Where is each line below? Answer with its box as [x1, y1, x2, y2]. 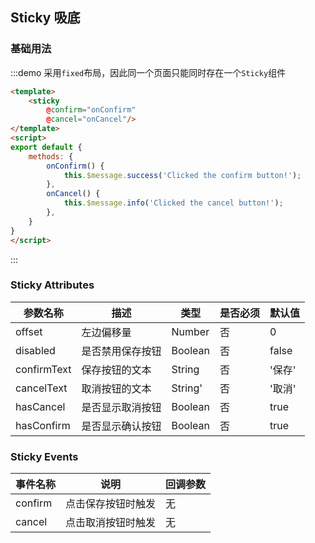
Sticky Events [10, 449, 79, 463]
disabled [15, 343, 56, 357]
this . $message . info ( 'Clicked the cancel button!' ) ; [63, 198, 284, 208]
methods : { [28, 151, 74, 162]
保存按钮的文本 [81, 363, 152, 377]
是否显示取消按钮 [81, 400, 162, 414]
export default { [10, 142, 83, 152]
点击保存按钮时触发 [65, 497, 157, 511]
